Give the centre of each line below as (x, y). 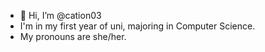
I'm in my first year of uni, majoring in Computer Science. (137, 26)
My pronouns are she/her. (73, 36)
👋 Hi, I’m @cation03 (60, 15)
